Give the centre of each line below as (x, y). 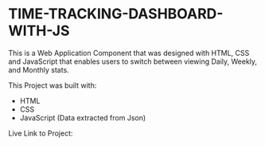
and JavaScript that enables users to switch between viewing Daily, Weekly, (132, 61)
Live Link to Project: (41, 133)
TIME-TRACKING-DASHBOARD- (116, 14)
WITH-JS (39, 31)
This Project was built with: (53, 85)
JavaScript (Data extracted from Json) (83, 117)
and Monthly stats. (39, 69)
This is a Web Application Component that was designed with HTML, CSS (129, 53)
